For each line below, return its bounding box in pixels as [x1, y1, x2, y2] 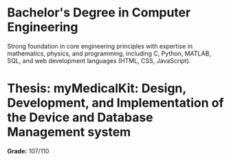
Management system [7, 125, 131, 140]
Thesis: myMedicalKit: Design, [7, 81, 187, 97]
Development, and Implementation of [7, 95, 224, 111]
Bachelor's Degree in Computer [7, 5, 191, 21]
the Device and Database [7, 110, 153, 125]
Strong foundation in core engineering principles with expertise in [7, 42, 193, 50]
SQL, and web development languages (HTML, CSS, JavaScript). [7, 56, 191, 64]
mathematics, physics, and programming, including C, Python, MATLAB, [7, 49, 212, 58]
